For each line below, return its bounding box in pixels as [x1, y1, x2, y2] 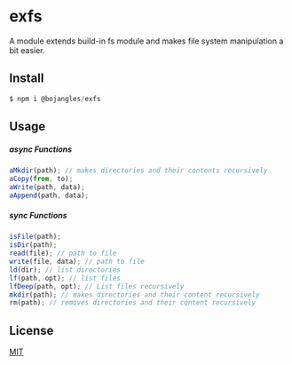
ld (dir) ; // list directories [9, 265, 122, 274]
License [9, 322, 54, 338]
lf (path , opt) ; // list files [9, 274, 122, 282]
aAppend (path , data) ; [9, 191, 90, 200]
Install [9, 71, 44, 86]
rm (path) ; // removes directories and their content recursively [9, 298, 256, 307]
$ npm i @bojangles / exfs [9, 94, 101, 103]
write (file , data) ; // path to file [9, 258, 145, 266]
